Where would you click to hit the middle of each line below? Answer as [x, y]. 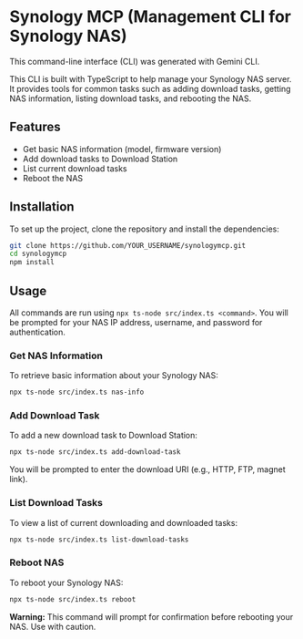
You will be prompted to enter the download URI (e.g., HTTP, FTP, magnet [148, 469]
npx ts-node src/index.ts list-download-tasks [99, 540]
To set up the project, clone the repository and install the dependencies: [144, 229]
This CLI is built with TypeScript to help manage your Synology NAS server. [151, 78]
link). [19, 479]
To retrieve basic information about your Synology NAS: [114, 376]
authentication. [38, 332]
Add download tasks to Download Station [100, 159]
